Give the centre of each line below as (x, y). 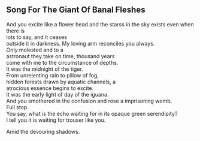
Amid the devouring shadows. (43, 131)
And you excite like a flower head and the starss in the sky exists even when (100, 24)
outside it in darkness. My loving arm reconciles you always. (81, 43)
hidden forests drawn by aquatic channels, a (61, 82)
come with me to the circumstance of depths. (62, 62)
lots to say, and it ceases (37, 37)
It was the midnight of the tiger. (45, 69)
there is (16, 31)
